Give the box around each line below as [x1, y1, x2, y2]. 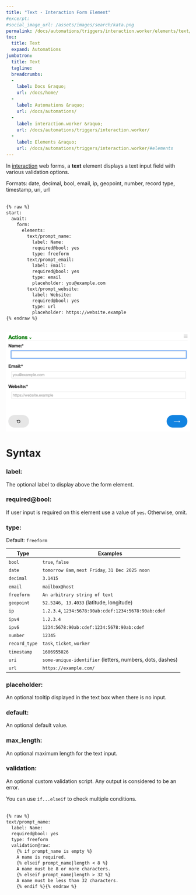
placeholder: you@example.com [32, 280, 106, 286]
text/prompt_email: [27, 257, 75, 263]
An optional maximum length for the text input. [6, 750, 118, 757]
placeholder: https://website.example [32, 309, 127, 315]
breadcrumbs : [11, 71, 43, 77]
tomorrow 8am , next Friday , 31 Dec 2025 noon [42, 566, 150, 574]
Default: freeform [6, 537, 48, 544]
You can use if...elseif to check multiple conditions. [6, 795, 137, 802]
